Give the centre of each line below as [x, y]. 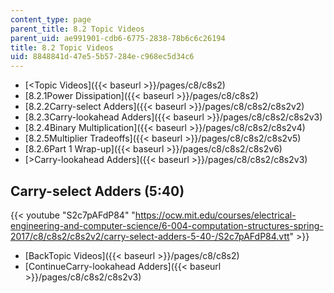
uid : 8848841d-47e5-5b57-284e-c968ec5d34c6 [102, 57]
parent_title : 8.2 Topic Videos [77, 29]
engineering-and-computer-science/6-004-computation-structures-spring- [167, 225]
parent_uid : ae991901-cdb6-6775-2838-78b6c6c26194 [118, 38]
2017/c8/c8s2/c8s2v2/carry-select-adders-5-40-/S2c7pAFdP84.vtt [150, 236]
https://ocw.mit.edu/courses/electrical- [215, 215]
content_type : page [51, 19]
